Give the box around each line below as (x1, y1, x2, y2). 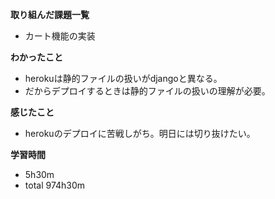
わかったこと (10, 51, 63, 63)
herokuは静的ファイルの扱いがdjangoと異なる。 (24, 73, 223, 84)
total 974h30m (24, 179, 86, 191)
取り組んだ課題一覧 (10, 9, 90, 20)
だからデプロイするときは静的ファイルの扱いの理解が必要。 (24, 85, 271, 97)
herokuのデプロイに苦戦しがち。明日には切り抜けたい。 (24, 128, 256, 139)
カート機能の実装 (24, 30, 96, 42)
